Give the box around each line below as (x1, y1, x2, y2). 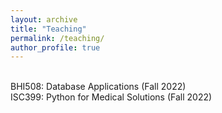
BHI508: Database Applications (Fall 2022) (10, 81, 187, 93)
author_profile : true (10, 42, 101, 53)
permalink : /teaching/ (10, 33, 105, 43)
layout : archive (10, 14, 78, 25)
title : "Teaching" (10, 24, 87, 34)
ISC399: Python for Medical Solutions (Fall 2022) (10, 91, 213, 103)
